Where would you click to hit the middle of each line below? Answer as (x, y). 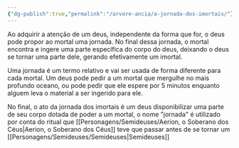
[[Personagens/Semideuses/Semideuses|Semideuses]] (89, 137)
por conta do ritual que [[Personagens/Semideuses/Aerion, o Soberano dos (118, 122)
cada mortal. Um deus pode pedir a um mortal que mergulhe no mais (108, 78)
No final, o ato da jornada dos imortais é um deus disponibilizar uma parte (116, 106)
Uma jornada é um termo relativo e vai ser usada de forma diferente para (114, 70)
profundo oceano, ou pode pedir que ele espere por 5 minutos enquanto (114, 85)
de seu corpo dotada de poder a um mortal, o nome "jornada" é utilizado (114, 114)
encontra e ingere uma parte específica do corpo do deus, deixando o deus (118, 49)
